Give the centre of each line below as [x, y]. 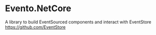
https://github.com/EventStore [35, 27]
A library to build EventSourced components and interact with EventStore [78, 22]
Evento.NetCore [38, 9]
